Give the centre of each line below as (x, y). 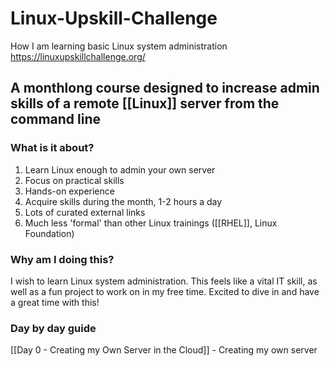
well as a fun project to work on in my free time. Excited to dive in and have (165, 291)
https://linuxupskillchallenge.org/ (78, 56)
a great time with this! (55, 302)
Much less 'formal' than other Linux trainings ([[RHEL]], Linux (151, 223)
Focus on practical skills (74, 180)
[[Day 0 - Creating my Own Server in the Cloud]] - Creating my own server (164, 350)
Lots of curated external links (85, 212)
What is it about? (52, 148)
